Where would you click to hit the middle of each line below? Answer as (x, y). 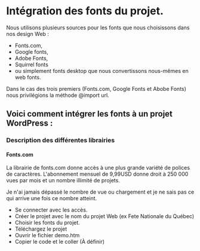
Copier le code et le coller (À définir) (60, 242)
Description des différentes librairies (61, 140)
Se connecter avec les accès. (51, 210)
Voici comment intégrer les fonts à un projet (90, 114)
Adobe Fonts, (31, 58)
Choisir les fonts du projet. (47, 223)
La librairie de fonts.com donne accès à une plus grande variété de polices (98, 168)
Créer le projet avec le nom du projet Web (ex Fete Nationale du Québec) (104, 216)
